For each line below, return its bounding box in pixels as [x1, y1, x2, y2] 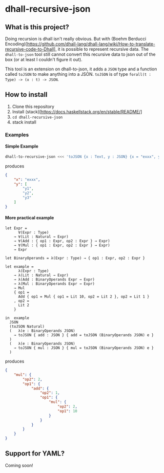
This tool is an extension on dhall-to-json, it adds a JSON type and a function [5, 66, 157, 72]
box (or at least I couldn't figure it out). [5, 57, 82, 62]
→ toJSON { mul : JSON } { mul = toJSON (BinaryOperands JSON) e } [14, 345, 154, 350]
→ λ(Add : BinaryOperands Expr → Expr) [14, 277, 95, 282]
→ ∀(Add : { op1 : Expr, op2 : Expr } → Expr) [14, 238, 110, 244]
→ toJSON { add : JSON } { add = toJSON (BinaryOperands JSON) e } [14, 333, 154, 338]
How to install [5, 90, 48, 99]
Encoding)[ [5, 41, 28, 47]
